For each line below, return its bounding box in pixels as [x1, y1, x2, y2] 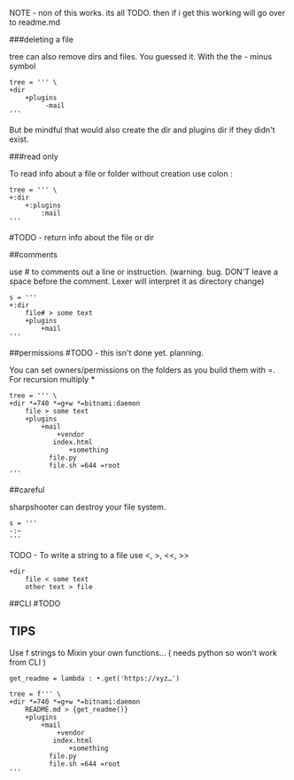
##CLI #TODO [9, 598, 61, 609]
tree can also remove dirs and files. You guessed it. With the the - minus [9, 51, 273, 61]
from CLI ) [9, 657, 46, 667]
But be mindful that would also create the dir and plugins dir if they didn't [9, 124, 276, 135]
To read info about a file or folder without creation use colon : [9, 169, 233, 178]
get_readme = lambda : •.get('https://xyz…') [9, 674, 180, 682]
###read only [9, 151, 59, 162]
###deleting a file [9, 35, 73, 44]
